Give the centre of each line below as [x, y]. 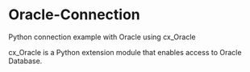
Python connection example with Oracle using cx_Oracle [102, 37]
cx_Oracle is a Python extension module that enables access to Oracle [125, 52]
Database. [25, 61]
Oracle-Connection [75, 15]
